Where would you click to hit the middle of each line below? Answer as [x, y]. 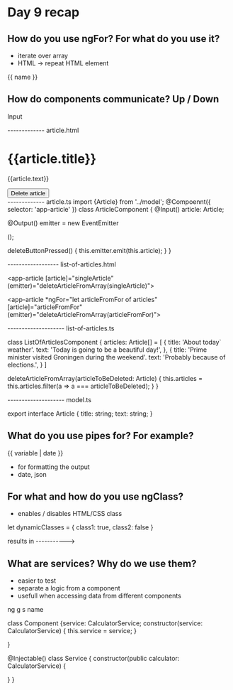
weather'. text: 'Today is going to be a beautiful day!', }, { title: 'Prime [107, 350]
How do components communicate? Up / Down [113, 99]
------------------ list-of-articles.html [62, 264]
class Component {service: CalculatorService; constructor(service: [105, 623]
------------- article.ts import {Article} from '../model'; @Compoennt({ [109, 201]
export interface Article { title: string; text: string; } [80, 414]
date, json [32, 474]
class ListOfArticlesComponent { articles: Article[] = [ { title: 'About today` [114, 342]
